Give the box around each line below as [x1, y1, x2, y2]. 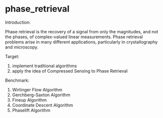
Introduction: [5, 19, 31, 25]
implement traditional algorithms [12, 63, 77, 69]
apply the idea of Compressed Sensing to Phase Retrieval [12, 68, 128, 74]
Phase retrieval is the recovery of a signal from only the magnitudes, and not [5, 29, 159, 34]
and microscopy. [5, 44, 39, 50]
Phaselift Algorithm [12, 107, 51, 113]
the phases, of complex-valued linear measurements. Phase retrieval [5, 34, 143, 40]
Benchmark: [5, 77, 30, 83]
